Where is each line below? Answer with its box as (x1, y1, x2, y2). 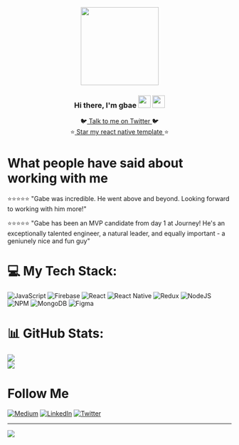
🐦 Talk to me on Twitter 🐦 (80, 117, 159, 126)
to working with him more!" (7, 205, 87, 213)
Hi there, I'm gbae (73, 100, 137, 110)
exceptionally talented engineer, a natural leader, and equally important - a (7, 229, 225, 238)
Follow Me (7, 386, 69, 402)
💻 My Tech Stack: (7, 263, 117, 280)
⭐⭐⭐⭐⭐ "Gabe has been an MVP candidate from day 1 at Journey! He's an (7, 219, 225, 227)
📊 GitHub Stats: (7, 325, 105, 342)
